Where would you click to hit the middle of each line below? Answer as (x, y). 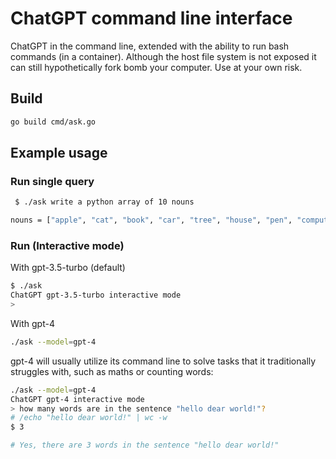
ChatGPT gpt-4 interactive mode (77, 399)
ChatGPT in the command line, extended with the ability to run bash (150, 46)
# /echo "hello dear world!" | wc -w (89, 418)
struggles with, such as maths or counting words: (112, 371)
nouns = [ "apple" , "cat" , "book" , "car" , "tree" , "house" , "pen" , (151, 220)
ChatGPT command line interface (151, 18)
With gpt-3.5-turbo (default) (68, 268)
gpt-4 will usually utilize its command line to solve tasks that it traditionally (163, 361)
